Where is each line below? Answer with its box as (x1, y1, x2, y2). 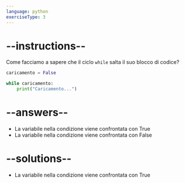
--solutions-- (6, 152, 72, 165)
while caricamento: (6, 80, 54, 87)
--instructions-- (6, 39, 86, 53)
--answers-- (6, 106, 68, 119)
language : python (6, 8, 49, 15)
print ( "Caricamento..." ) (16, 86, 77, 92)
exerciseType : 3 (6, 14, 46, 20)
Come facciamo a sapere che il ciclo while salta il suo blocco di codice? (6, 59, 180, 66)
